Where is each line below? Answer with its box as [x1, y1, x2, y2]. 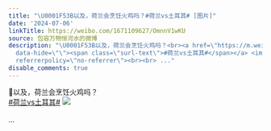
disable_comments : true [8, 64, 89, 72]
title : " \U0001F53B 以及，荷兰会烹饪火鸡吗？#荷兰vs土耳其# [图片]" [8, 11, 217, 20]
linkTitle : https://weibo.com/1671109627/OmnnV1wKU [8, 27, 186, 35]
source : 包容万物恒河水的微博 [8, 34, 98, 43]
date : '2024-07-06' [8, 19, 74, 27]
